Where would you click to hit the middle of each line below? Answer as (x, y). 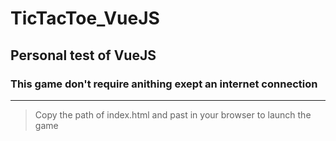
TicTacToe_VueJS (85, 18)
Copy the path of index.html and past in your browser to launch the (173, 114)
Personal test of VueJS (83, 55)
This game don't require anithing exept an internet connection (164, 84)
